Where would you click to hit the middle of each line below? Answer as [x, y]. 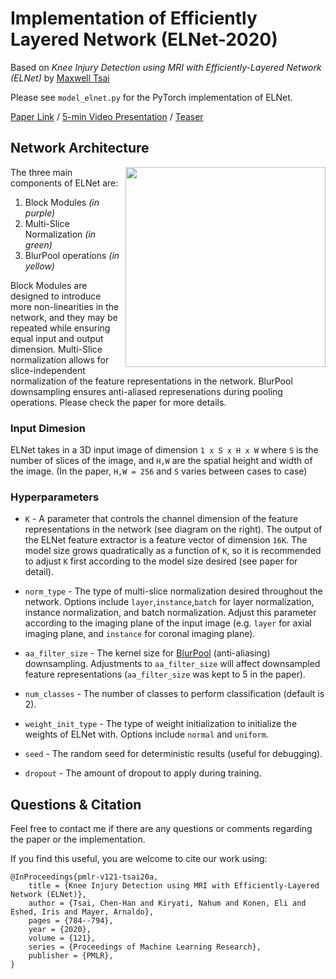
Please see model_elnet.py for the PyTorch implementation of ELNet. [151, 97]
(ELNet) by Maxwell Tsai [60, 78]
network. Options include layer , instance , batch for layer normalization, [169, 602]
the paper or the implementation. [78, 839]
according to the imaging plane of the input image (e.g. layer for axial [168, 623]
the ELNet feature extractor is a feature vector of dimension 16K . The [166, 540]
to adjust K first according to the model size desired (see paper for [161, 561]
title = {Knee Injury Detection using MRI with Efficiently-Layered [174, 886]
